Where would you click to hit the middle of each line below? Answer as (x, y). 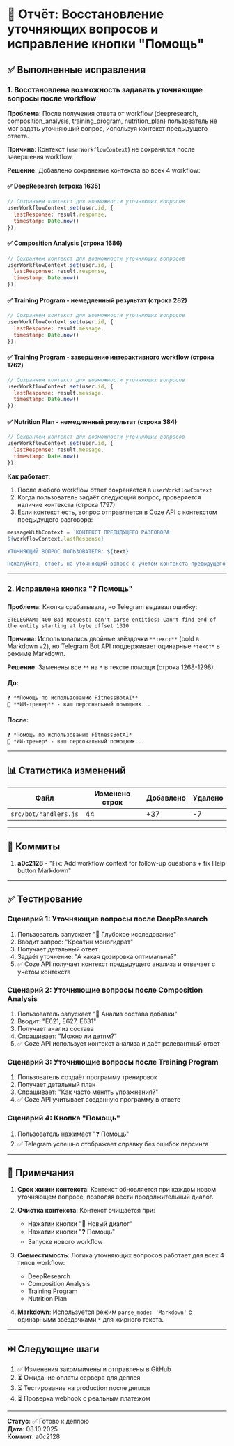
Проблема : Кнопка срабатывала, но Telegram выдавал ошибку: (102, 606)
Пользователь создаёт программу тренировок (87, 1077)
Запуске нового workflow (65, 1242)
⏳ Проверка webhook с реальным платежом (84, 1398)
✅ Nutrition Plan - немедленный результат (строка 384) (92, 421)
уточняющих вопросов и (83, 29)
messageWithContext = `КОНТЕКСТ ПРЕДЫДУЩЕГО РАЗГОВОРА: (90, 532)
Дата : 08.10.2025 (32, 1429)
